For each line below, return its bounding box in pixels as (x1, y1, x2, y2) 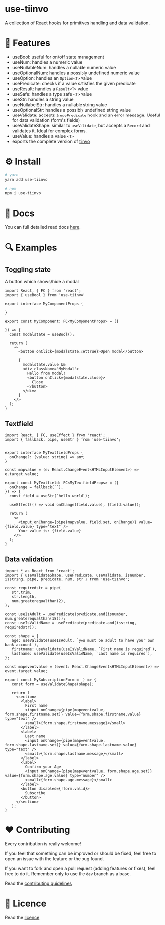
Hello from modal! (27, 371, 66, 376)
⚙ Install (5, 156, 41, 167)
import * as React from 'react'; (5, 568, 75, 573)
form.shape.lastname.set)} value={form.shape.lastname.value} (5, 742, 137, 747)
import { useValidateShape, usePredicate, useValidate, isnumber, (5, 573, 146, 578)
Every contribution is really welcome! (5, 840, 81, 847)
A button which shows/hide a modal (5, 279, 79, 285)
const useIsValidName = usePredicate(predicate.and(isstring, (5, 620, 137, 625)
